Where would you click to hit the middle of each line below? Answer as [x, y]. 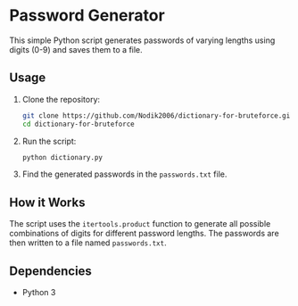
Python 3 [39, 292]
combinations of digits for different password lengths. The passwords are [144, 234]
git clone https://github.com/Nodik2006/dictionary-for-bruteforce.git [158, 116]
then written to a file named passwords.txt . [88, 243]
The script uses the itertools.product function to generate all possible [140, 224]
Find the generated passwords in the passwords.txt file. [124, 174]
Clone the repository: [61, 99]
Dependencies [50, 271]
